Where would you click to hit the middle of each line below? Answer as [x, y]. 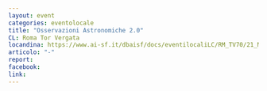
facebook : [25, 67]
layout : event [32, 15]
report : [21, 60]
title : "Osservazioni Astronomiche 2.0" [76, 30]
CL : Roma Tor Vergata [44, 38]
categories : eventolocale [51, 23]
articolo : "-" [32, 52]
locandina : [26, 45]
